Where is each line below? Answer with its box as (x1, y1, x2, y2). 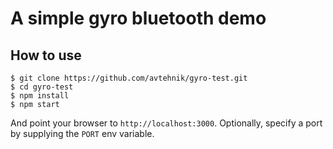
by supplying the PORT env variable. (10, 128, 155, 139)
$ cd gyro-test (10, 82, 74, 92)
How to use (10, 47, 82, 64)
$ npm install (10, 91, 70, 101)
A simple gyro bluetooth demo (10, 7, 267, 30)
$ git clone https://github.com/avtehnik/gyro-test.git (10, 73, 248, 83)
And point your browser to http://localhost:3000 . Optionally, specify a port (10, 117, 323, 129)
